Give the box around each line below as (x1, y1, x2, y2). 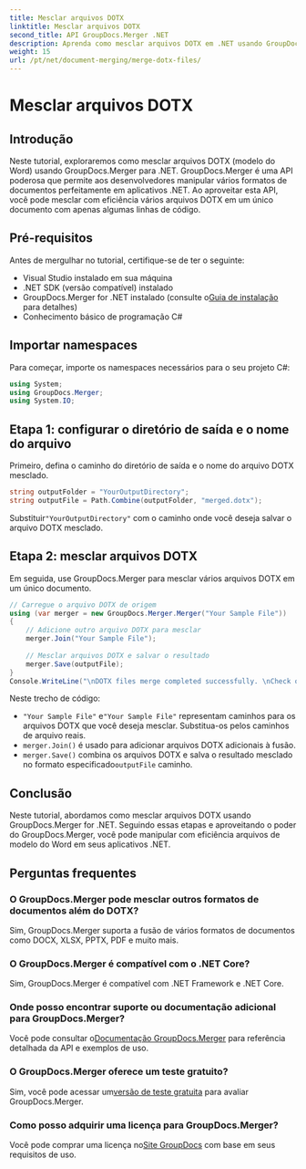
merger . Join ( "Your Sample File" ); (25, 634, 157, 643)
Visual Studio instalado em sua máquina (22, 272, 173, 283)
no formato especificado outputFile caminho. (22, 759, 193, 770)
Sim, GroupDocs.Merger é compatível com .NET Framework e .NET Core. (9, 978, 284, 989)
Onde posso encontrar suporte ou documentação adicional (9, 1001, 276, 1014)
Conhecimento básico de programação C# (22, 311, 183, 322)
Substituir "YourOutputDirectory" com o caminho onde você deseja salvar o (9, 512, 292, 523)
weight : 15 (9, 47, 51, 57)
